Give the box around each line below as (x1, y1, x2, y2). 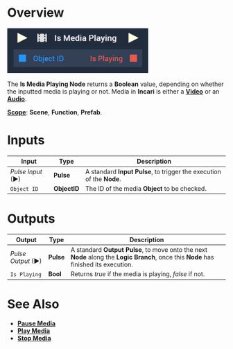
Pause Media (17, 319, 56, 327)
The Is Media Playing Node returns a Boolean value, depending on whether (7, 80, 224, 88)
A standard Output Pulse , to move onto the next (70, 246, 208, 254)
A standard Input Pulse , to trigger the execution (85, 167, 222, 176)
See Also (7, 296, 60, 312)
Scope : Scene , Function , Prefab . (7, 108, 103, 116)
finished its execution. (70, 260, 133, 269)
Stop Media (17, 334, 51, 342)
